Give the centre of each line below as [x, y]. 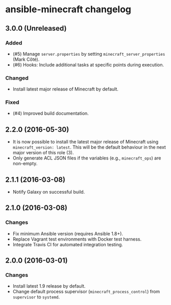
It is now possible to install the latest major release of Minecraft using [86, 142]
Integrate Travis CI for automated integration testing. [68, 244]
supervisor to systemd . [36, 297]
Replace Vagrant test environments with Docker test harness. [77, 239]
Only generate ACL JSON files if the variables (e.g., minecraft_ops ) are [87, 158]
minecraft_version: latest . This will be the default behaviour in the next [89, 147]
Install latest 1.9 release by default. [49, 286]
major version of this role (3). [43, 153]
